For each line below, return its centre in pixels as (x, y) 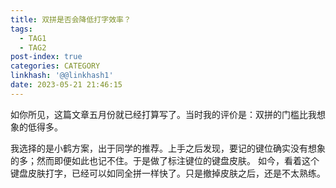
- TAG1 (33, 38)
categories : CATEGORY (55, 66)
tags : (21, 29)
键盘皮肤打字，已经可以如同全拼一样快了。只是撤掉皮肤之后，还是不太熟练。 (168, 173)
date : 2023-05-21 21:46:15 (66, 85)
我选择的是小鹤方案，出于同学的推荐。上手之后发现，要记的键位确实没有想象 (168, 148)
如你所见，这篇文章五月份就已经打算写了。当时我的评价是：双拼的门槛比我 (163, 114)
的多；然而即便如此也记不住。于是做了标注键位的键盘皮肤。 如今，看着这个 (165, 160)
